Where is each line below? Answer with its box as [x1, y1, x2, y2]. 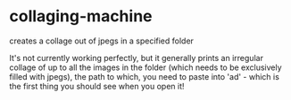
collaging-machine [9, 6, 153, 27]
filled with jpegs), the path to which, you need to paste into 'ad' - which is [9, 71, 279, 81]
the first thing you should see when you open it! [9, 81, 185, 91]
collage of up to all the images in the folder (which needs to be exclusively [9, 62, 283, 73]
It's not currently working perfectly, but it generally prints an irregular [9, 52, 263, 63]
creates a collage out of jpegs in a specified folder [9, 35, 195, 46]
